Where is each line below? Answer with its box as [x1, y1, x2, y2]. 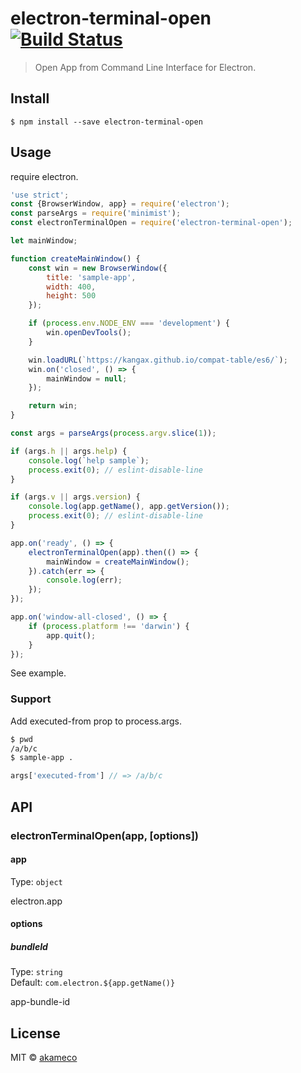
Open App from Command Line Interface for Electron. [34, 61, 257, 73]
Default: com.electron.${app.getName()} [10, 977, 176, 989]
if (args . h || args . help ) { [10, 446, 128, 456]
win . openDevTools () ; [46, 328, 132, 338]
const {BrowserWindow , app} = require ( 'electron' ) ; [10, 199, 230, 209]
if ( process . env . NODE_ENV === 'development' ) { [28, 318, 230, 329]
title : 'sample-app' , [46, 272, 137, 282]
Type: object [10, 875, 63, 887]
